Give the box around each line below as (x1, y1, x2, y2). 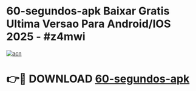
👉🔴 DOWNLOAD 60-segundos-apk (6, 72, 190, 86)
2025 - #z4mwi (6, 30, 86, 43)
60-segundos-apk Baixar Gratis (6, 4, 170, 18)
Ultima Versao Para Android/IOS (6, 17, 171, 31)
